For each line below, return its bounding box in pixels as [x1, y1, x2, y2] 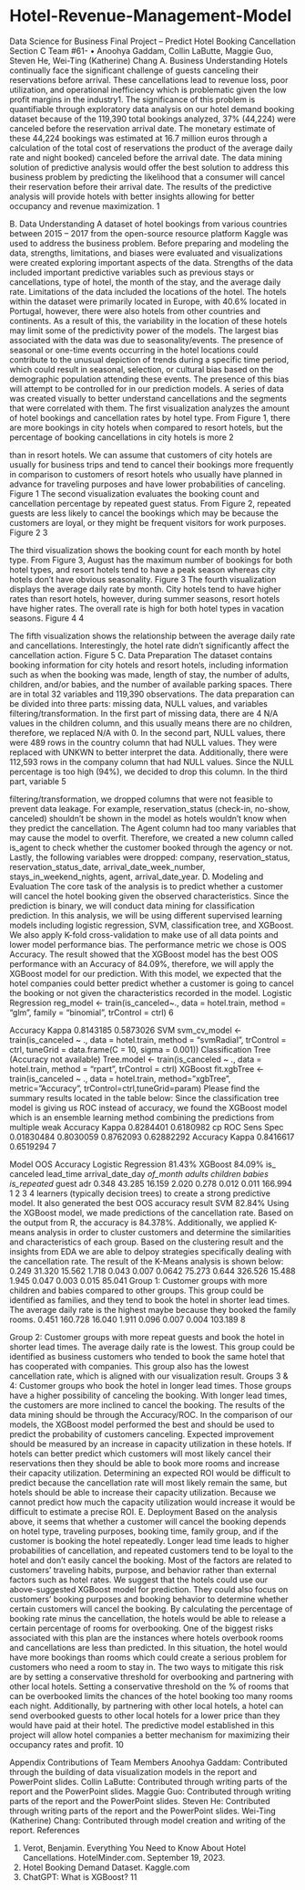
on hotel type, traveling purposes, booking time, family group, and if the [9, 1526, 280, 1537]
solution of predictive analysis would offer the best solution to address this [9, 162, 290, 173]
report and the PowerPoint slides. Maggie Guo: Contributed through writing [9, 1786, 291, 1797]
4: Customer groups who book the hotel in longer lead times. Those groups [9, 1380, 292, 1391]
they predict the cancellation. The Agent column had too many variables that [9, 823, 297, 834]
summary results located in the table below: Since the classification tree [9, 1092, 280, 1103]
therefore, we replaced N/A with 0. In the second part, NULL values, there [9, 727, 286, 738]
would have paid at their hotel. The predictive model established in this [9, 1719, 275, 1730]
